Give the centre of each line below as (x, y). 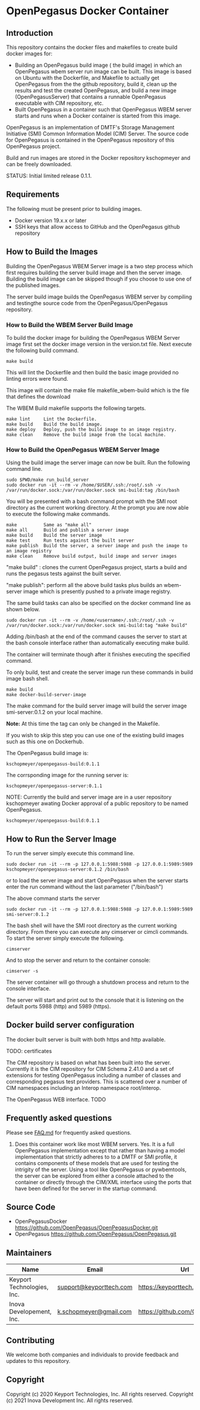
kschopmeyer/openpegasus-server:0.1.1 (54, 786)
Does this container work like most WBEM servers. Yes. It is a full (94, 1144)
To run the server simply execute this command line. (71, 853)
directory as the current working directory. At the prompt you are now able (98, 508)
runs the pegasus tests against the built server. (64, 574)
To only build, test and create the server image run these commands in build (100, 672)
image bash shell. (28, 679)
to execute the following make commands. (58, 514)
